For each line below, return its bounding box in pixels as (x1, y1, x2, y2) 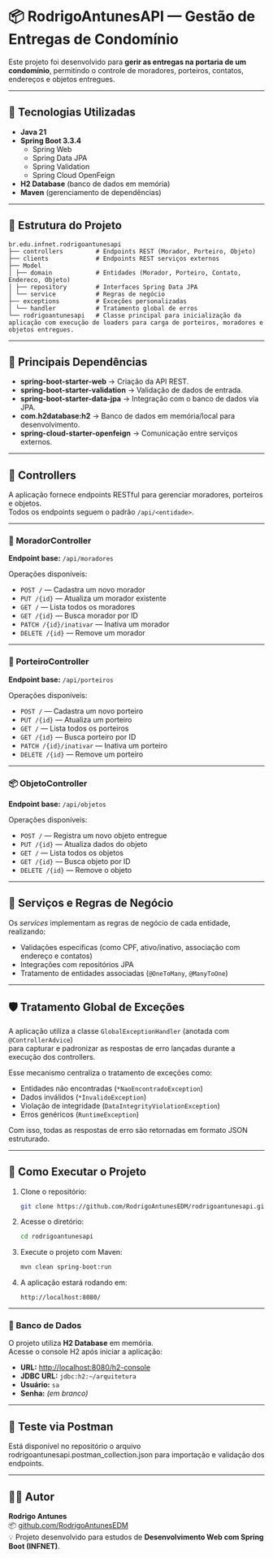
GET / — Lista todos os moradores (19, 602, 136, 612)
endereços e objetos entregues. (8, 74, 115, 84)
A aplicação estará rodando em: (19, 1278, 128, 1287)
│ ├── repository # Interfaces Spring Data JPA (8, 283, 198, 291)
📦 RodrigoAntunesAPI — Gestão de (8, 7, 256, 26)
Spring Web (32, 144, 72, 154)
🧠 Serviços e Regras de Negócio (8, 896, 174, 910)
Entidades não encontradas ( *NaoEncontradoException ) (19, 1083, 203, 1093)
